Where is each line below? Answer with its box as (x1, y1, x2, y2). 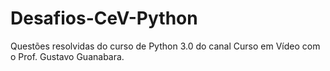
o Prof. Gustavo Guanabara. (10, 50, 125, 62)
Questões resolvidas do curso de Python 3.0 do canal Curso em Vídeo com (10, 40, 321, 52)
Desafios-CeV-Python (10, 7, 198, 30)
